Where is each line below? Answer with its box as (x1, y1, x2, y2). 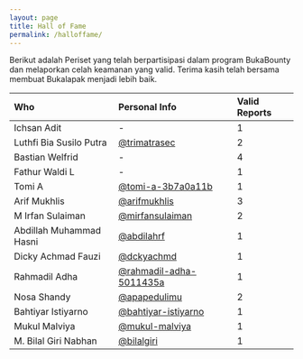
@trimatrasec (118, 136, 176, 149)
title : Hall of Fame (9, 22, 87, 31)
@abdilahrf (118, 230, 165, 243)
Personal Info (118, 101, 178, 114)
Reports (236, 106, 272, 119)
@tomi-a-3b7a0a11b (118, 180, 214, 193)
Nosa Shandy (14, 290, 71, 303)
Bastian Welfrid (14, 151, 78, 163)
